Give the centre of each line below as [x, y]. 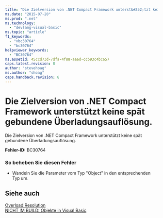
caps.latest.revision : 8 [30, 64]
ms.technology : [20, 23]
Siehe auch [22, 193]
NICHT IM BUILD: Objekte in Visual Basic [46, 210]
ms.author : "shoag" [25, 73]
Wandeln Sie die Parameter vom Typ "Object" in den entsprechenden [81, 173]
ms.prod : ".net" [21, 18]
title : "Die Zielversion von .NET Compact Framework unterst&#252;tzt [78, 9]
